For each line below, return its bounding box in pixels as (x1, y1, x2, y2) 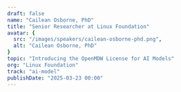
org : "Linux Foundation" (7, 62, 79, 68)
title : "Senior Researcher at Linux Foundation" (7, 23, 150, 30)
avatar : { (7, 29, 36, 37)
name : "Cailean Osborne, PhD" (7, 17, 95, 24)
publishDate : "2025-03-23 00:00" (7, 74, 104, 82)
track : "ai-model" (7, 68, 60, 75)
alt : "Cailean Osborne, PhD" (13, 42, 97, 49)
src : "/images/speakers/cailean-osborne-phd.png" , (13, 36, 162, 43)
